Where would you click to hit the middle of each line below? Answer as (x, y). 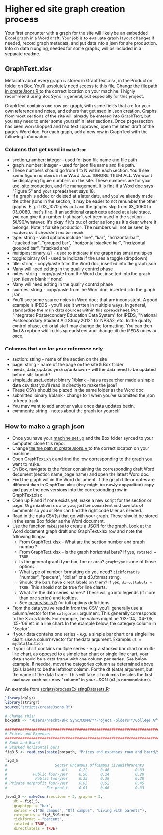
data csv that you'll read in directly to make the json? (65, 385)
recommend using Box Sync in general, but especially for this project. (74, 96)
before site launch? (31, 375)
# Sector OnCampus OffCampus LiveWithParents (75, 765)
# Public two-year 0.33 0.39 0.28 (75, 779)
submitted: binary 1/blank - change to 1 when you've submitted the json (83, 395)
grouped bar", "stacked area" (41, 248)
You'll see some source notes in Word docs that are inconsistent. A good (85, 300)
